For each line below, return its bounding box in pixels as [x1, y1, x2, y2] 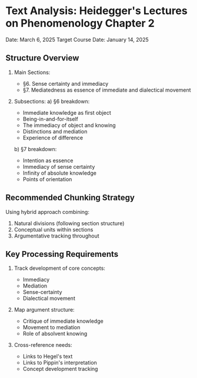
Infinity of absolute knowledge [22, 169, 96, 176]
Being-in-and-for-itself [22, 115, 79, 122]
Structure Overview [5, 53, 79, 63]
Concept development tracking [22, 366, 98, 373]
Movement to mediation [22, 324, 81, 331]
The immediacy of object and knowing [22, 122, 116, 129]
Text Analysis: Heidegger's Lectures [5, 4, 188, 18]
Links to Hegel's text [22, 353, 73, 360]
